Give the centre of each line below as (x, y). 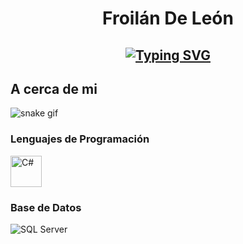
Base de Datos (46, 207)
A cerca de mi (54, 88)
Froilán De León (168, 18)
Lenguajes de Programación (80, 139)
